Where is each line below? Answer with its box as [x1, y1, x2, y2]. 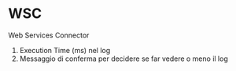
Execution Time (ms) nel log [19, 45, 111, 55]
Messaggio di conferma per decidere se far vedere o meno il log [19, 54, 228, 63]
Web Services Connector [8, 30, 90, 40]
